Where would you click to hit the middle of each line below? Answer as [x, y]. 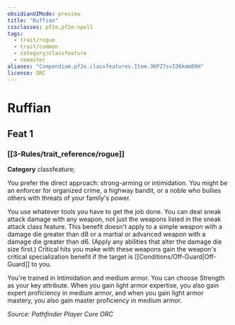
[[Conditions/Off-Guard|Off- [175, 257]
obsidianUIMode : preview [44, 14]
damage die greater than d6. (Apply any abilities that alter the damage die [115, 242]
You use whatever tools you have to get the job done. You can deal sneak [114, 212]
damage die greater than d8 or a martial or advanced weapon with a [107, 235]
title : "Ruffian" [33, 20]
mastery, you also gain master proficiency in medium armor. [95, 300]
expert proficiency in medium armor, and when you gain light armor [105, 293]
